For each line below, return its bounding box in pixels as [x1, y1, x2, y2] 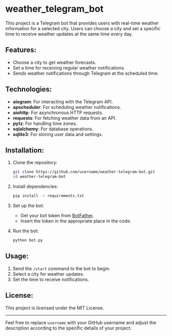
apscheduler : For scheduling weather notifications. [12, 104, 121, 110]
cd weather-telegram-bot [12, 174, 66, 180]
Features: [5, 46, 37, 54]
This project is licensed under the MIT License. [5, 305, 104, 311]
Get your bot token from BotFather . [20, 213, 94, 218]
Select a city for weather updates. [12, 271, 84, 277]
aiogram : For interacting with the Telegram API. [12, 98, 113, 105]
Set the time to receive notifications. [12, 276, 90, 282]
